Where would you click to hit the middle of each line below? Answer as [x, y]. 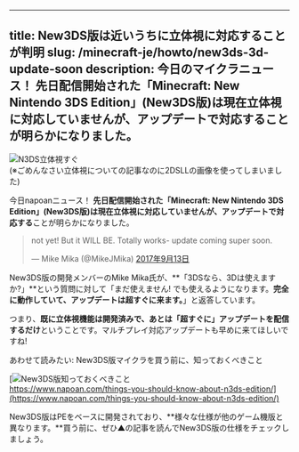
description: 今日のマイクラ [162, 69]
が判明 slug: [42, 53]
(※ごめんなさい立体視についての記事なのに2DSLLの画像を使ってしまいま [142, 170]
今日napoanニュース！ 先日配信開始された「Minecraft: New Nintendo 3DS [146, 200]
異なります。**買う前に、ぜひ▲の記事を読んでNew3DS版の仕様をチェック [145, 427]
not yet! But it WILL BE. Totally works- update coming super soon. [152, 240]
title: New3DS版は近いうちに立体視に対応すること [148, 36]
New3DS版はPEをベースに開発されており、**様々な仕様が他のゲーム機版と [146, 416]
